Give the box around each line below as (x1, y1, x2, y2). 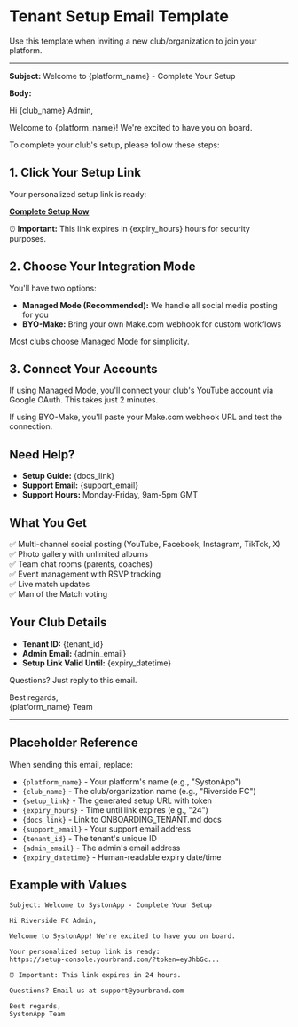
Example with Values (9, 878, 127, 893)
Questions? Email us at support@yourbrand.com (9, 986, 184, 996)
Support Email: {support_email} (21, 480, 139, 490)
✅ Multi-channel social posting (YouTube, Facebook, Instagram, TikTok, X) (9, 539, 281, 549)
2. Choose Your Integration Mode (9, 259, 196, 275)
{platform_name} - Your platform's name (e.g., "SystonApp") (21, 776, 242, 787)
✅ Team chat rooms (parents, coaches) (9, 559, 153, 569)
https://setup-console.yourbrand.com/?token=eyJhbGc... (9, 955, 220, 965)
